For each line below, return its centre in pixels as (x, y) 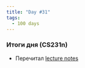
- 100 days (26, 23)
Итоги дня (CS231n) (37, 45)
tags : (13, 18)
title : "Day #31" (28, 12)
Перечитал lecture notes (46, 58)
